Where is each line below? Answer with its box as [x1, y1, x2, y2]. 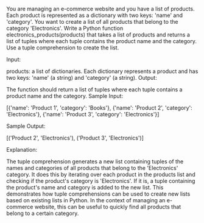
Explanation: [6, 146, 38, 153]
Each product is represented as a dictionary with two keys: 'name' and [6, 12, 183, 19]
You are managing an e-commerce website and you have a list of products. [6, 5, 195, 12]
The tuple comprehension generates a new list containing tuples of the [6, 158, 184, 165]
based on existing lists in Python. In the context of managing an [6, 197, 166, 204]
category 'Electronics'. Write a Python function [6, 24, 124, 32]
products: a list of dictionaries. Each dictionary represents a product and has [6, 68, 199, 75]
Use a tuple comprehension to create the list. [6, 44, 119, 51]
